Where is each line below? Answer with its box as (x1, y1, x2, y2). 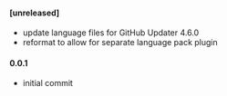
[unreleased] (9, 7, 60, 18)
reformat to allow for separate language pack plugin (22, 37, 219, 48)
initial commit (22, 78, 73, 89)
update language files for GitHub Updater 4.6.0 (22, 27, 200, 38)
